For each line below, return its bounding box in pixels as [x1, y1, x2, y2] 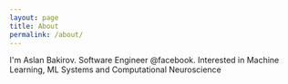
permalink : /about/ [9, 30, 84, 39]
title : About [9, 22, 59, 31]
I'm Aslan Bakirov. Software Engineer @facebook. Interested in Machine [9, 55, 280, 66]
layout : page [9, 13, 59, 23]
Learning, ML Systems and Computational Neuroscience [9, 64, 221, 75]
